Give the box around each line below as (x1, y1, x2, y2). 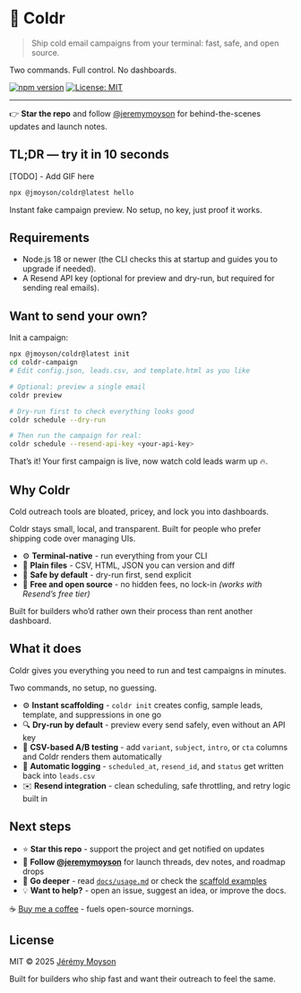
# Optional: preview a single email (9, 382, 146, 391)
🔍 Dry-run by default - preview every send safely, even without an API (21, 719, 286, 730)
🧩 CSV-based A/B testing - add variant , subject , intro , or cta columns (21, 741, 288, 752)
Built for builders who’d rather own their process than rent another (9, 605, 254, 616)
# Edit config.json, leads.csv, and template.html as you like (9, 366, 251, 375)
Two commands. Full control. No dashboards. (9, 64, 177, 75)
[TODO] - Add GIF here (9, 170, 95, 182)
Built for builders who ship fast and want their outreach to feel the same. (9, 973, 276, 984)
